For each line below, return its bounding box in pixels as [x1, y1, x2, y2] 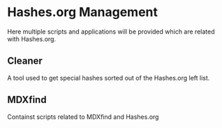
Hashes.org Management [7, 4, 158, 20]
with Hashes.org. [7, 34, 57, 43]
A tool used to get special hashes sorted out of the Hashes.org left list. [7, 73, 210, 82]
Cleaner [7, 55, 43, 67]
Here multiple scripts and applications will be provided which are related [7, 27, 215, 36]
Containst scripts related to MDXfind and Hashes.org [7, 113, 159, 121]
